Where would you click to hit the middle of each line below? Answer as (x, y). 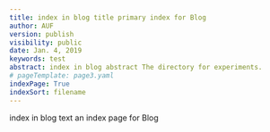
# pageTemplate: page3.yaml (62, 76)
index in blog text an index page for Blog (84, 118)
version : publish (42, 34)
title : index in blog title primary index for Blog (108, 17)
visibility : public (46, 42)
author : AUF (31, 26)
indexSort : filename (48, 92)
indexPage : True (39, 84)
